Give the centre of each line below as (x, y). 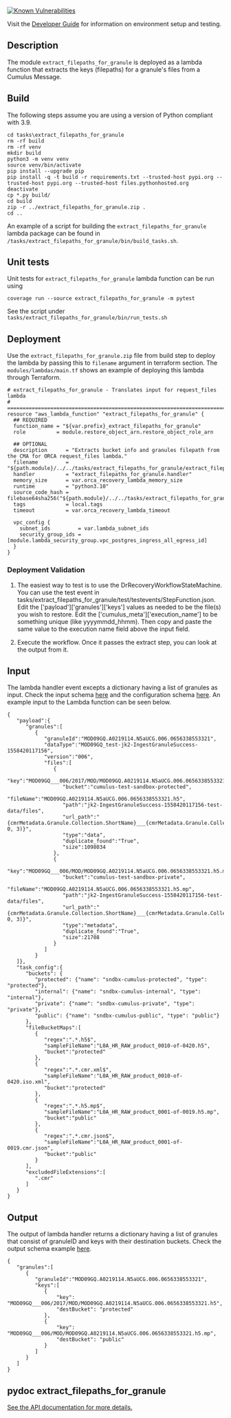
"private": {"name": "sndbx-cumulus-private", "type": (115, 1004)
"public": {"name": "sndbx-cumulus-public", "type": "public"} (127, 1016)
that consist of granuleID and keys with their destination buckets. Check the (114, 1241)
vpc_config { (32, 523)
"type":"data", (84, 835)
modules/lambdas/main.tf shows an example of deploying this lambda (106, 370)
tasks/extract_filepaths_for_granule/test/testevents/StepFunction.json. (116, 599)
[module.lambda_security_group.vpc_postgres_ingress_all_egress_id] (107, 541)
